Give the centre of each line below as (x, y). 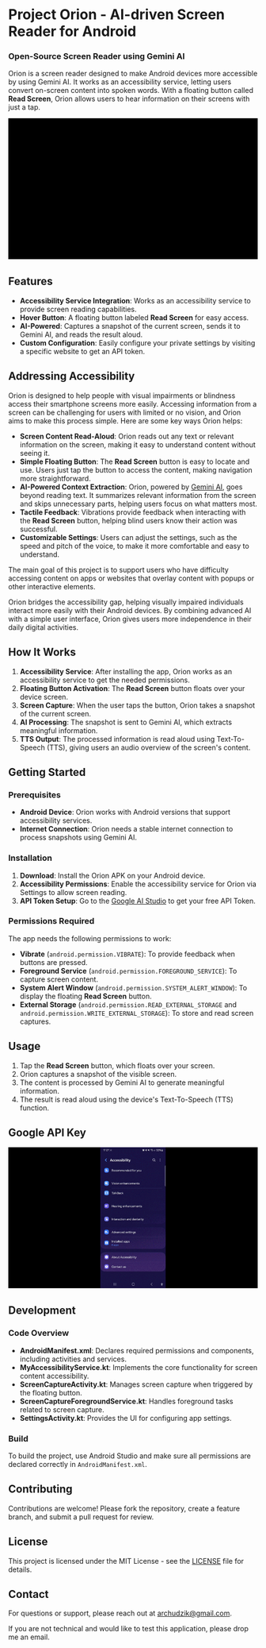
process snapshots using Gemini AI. (78, 838)
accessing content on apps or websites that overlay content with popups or (131, 578)
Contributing (40, 1490)
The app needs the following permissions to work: (90, 938)
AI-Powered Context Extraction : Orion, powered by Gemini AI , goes (131, 487)
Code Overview (39, 1333)
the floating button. (51, 1392)
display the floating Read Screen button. (85, 996)
